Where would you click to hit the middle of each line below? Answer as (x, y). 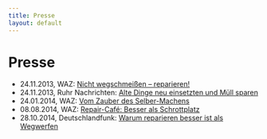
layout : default (35, 23)
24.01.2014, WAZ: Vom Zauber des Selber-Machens (104, 101)
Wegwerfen (39, 126)
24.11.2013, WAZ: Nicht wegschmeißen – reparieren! (105, 84)
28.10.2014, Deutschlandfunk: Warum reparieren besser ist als (122, 118)
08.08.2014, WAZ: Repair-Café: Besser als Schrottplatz (110, 110)
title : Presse (32, 15)
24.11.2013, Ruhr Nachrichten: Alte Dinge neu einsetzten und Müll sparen (139, 93)
